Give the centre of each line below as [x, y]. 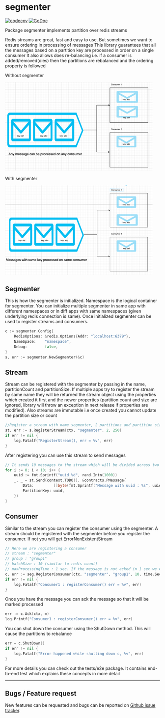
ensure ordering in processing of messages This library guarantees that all [81, 45]
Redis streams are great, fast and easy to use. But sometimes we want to [79, 40]
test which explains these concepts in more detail [70, 673]
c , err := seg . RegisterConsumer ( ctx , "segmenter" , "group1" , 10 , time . [80, 574]
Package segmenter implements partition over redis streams [66, 30]
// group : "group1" [26, 559]
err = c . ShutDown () [25, 643]
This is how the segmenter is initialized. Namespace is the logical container [81, 301]
